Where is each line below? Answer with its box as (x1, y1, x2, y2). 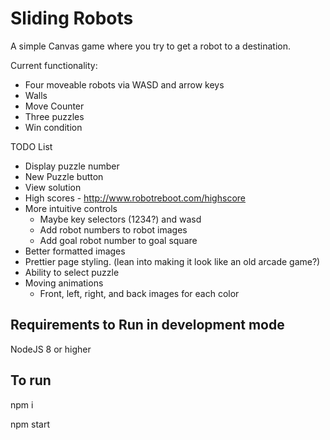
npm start (10, 418, 51, 430)
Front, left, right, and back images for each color (39, 287, 240, 299)
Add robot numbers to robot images (39, 223, 188, 236)
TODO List (10, 140, 53, 152)
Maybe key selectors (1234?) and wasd (39, 213, 202, 225)
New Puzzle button (24, 170, 104, 182)
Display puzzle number (24, 160, 120, 172)
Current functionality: (10, 59, 98, 71)
